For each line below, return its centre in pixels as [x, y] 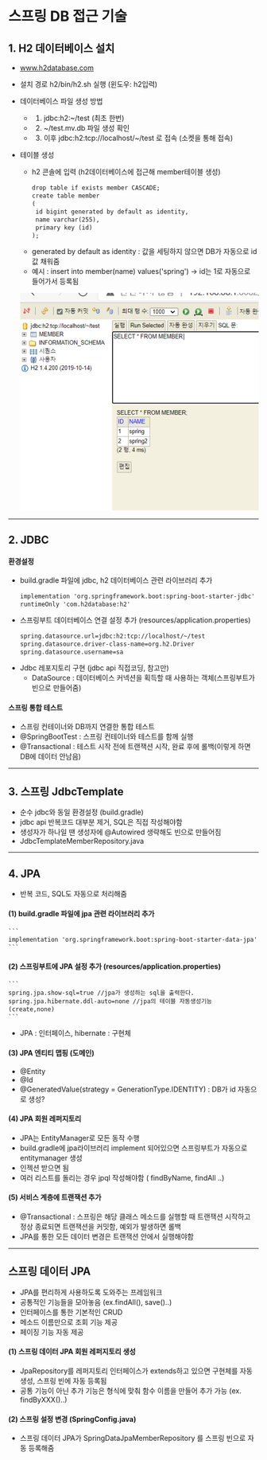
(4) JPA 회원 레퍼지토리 [45, 1118]
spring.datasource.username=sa [72, 652]
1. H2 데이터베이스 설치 [62, 48]
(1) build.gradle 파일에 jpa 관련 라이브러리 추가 [81, 913]
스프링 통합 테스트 [36, 707]
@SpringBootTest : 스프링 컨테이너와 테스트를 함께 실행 [106, 736]
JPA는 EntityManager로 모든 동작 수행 [80, 1138]
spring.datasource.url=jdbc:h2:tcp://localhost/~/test [112, 636]
